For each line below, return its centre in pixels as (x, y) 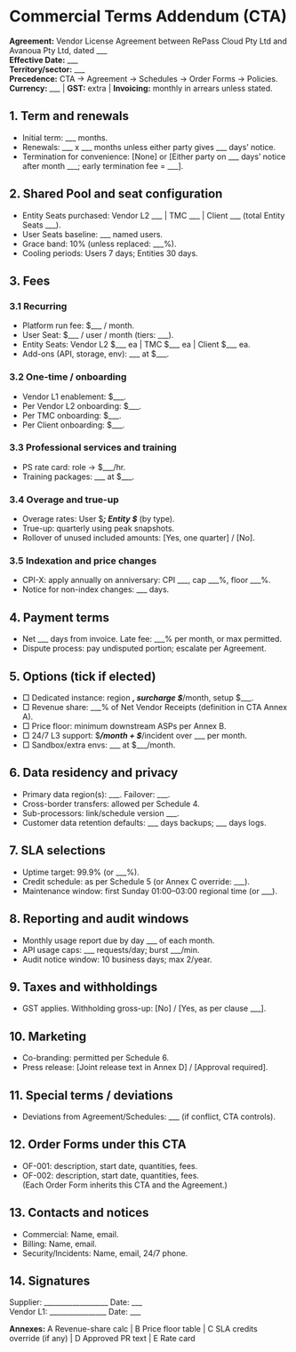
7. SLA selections (58, 851)
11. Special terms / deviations (91, 1095)
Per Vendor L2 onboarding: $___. (82, 405)
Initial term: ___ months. (65, 137)
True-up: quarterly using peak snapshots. (98, 528)
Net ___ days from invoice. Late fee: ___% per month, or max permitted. (152, 639)
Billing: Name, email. (60, 1244)
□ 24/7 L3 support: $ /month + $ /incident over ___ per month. (134, 736)
